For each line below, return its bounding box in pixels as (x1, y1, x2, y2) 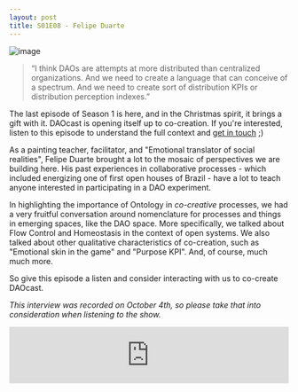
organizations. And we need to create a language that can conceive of (30, 72, 288, 82)
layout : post (9, 12, 58, 22)
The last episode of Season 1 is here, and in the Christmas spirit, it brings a (9, 108, 282, 119)
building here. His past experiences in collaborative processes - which (9, 163, 267, 174)
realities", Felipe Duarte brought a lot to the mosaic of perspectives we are (9, 153, 281, 164)
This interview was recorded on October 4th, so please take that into (9, 299, 262, 310)
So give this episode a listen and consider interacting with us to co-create (9, 272, 278, 284)
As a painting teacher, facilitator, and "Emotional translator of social (9, 144, 255, 155)
